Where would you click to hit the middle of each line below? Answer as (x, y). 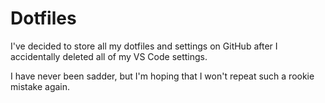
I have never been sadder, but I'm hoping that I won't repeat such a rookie (162, 76)
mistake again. (40, 86)
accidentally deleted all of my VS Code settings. (109, 56)
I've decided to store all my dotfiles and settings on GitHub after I (144, 46)
